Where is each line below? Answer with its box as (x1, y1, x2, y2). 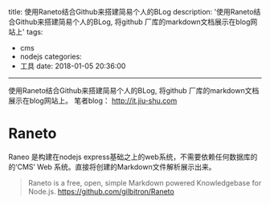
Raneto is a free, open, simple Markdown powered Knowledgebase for (27, 177, 262, 187)
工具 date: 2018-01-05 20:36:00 (19, 61, 126, 71)
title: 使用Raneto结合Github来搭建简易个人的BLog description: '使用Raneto (8, 7, 255, 16)
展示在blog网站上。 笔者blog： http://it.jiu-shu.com (8, 96, 178, 105)
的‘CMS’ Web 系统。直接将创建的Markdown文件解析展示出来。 (8, 161, 216, 171)
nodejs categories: (19, 51, 82, 61)
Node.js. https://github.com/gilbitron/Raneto (27, 186, 174, 196)
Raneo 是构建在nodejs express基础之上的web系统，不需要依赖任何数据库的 (8, 152, 258, 161)
